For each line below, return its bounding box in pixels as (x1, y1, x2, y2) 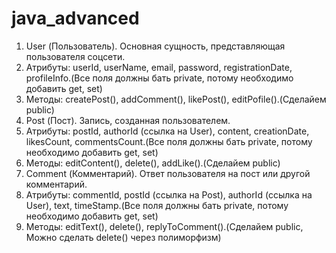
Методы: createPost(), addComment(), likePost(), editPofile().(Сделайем (25, 93, 327, 105)
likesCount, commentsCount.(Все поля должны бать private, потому (25, 135, 313, 147)
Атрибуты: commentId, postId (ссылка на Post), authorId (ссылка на (25, 188, 313, 201)
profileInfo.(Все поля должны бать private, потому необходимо (25, 72, 294, 84)
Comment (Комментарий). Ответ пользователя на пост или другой (25, 167, 311, 179)
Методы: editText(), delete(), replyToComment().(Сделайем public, (25, 220, 304, 232)
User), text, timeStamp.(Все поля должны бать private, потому (25, 199, 289, 211)
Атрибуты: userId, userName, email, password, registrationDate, (25, 61, 293, 73)
